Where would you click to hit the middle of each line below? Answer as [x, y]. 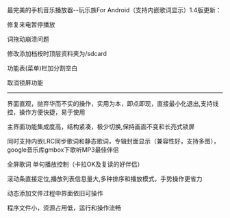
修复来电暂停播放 [31, 25]
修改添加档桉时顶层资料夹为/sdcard [57, 54]
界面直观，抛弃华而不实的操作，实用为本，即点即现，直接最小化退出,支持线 [113, 104]
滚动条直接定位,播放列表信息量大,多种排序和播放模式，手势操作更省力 [105, 179]
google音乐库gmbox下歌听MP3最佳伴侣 [63, 150]
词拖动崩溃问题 [28, 39]
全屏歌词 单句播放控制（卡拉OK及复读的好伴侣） [75, 164]
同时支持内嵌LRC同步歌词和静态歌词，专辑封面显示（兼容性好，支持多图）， [114, 141]
